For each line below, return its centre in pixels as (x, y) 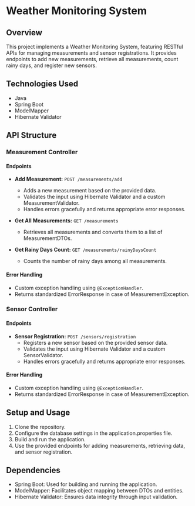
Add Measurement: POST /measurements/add (68, 179)
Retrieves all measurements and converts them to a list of (93, 232)
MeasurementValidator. (51, 203)
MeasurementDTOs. (48, 238)
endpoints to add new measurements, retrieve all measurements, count (92, 59)
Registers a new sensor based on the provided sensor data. (95, 342)
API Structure (31, 136)
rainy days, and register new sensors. (51, 65)
